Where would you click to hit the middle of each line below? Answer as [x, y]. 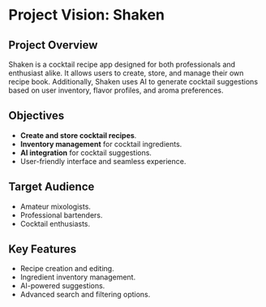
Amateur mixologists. [56, 206]
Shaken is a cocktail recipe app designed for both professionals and [122, 64]
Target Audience [51, 187]
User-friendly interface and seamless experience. [103, 161]
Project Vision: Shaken [86, 15]
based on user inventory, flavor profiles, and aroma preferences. [116, 90]
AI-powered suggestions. [62, 286]
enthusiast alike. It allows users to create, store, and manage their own [126, 73]
